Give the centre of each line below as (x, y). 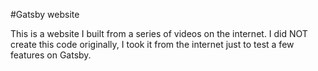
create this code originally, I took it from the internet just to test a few (152, 44)
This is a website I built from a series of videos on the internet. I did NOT (159, 33)
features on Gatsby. (51, 55)
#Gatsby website (45, 14)
